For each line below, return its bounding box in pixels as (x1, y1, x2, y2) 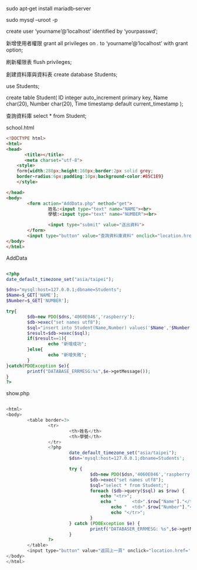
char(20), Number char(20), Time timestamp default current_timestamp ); (6, 100, 184, 107)
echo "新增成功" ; (47, 341, 87, 347)
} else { (27, 347, 43, 352)
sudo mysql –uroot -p (6, 16, 58, 23)
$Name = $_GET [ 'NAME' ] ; (6, 293, 59, 298)
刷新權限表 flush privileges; (6, 59, 72, 65)
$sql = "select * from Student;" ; (90, 482, 169, 488)
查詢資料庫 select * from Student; (6, 113, 87, 119)
